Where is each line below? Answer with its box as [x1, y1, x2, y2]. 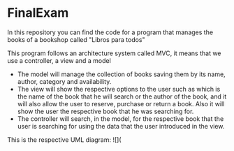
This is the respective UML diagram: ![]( [7, 135, 122, 144]
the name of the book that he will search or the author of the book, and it [17, 92, 227, 101]
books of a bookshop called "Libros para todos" [7, 35, 145, 43]
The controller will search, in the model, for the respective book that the [17, 114, 224, 123]
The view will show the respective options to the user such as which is [17, 85, 221, 93]
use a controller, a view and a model [7, 56, 112, 64]
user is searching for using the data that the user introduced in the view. [17, 122, 225, 130]
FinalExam [7, 5, 69, 21]
